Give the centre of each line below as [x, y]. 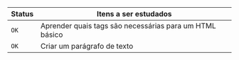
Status [22, 14]
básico [52, 35]
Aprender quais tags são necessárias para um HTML [128, 26]
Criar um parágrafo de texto [87, 46]
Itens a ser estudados [134, 14]
